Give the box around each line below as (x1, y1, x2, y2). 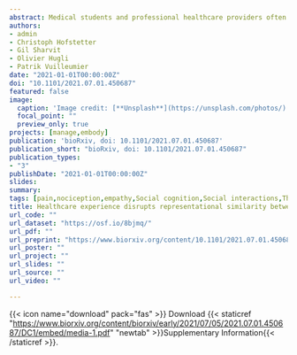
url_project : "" (9, 251, 69, 261)
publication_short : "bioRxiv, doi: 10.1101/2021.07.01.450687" (9, 144, 247, 153)
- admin (9, 29, 38, 38)
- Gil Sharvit (9, 46, 62, 55)
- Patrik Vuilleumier (9, 63, 89, 72)
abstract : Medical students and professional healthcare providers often (9, 12, 287, 22)
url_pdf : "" (9, 227, 53, 235)
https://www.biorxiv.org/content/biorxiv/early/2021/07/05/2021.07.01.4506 (12, 318, 284, 328)
